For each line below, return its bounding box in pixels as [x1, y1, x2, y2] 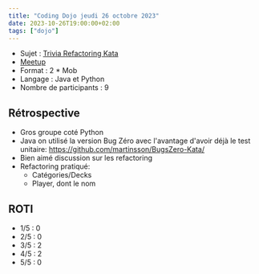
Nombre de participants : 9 [19, 83, 110, 92]
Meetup [19, 57, 47, 67]
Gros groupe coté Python [19, 128, 104, 137]
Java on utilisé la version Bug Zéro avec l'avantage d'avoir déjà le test [19, 136, 251, 145]
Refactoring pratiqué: [19, 162, 91, 171]
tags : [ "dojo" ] [8, 27, 59, 35]
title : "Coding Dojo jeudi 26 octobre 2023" [8, 11, 160, 20]
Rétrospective [8, 106, 80, 120]
